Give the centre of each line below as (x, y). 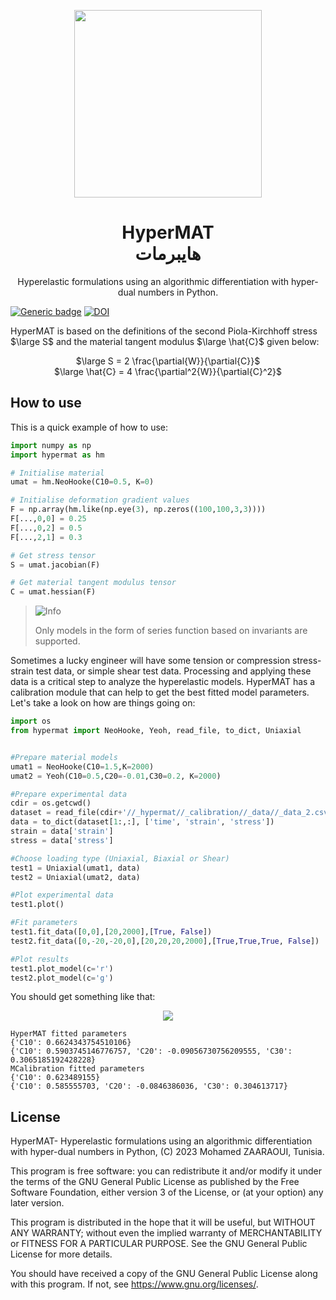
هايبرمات (168, 254)
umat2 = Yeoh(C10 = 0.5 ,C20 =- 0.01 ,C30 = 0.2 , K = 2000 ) (116, 776)
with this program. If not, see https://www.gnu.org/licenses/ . (134, 1284)
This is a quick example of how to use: (89, 427)
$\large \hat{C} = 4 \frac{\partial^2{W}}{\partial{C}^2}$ (168, 371)
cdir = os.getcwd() (51, 803)
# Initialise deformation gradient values (100, 500)
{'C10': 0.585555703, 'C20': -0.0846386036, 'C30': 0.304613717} (149, 1086)
